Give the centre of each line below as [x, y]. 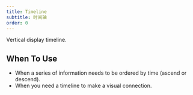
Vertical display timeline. [37, 40]
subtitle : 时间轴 [26, 17]
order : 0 [17, 23]
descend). [28, 79]
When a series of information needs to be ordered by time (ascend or [101, 73]
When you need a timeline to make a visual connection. [83, 86]
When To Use [32, 58]
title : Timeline [26, 12]
